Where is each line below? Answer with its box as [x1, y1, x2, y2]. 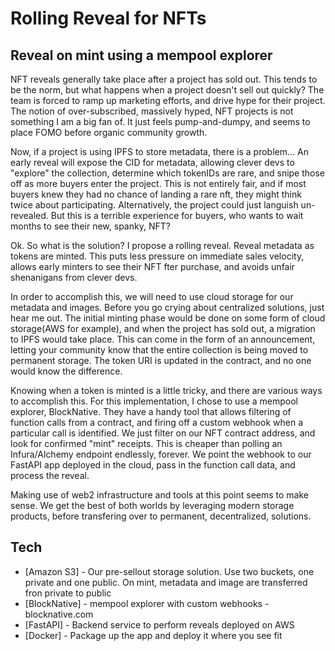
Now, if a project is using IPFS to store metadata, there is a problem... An [10, 146, 309, 157]
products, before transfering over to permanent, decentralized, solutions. [10, 510, 312, 522]
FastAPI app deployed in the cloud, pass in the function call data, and [10, 459, 296, 471]
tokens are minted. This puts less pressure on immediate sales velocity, [10, 250, 305, 262]
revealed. [10, 210, 49, 221]
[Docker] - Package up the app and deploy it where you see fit [24, 629, 283, 641]
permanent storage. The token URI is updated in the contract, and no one [10, 355, 312, 366]
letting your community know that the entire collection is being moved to [10, 344, 309, 356]
